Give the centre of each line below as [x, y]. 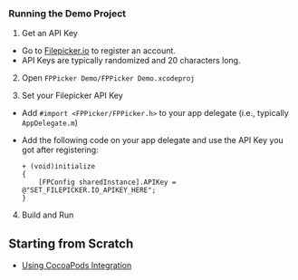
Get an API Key [49, 34]
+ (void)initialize [58, 167]
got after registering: [60, 150]
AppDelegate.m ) [49, 123]
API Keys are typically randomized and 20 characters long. [131, 61]
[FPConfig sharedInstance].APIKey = [107, 183]
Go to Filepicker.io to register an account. [98, 51]
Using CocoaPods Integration [77, 266]
